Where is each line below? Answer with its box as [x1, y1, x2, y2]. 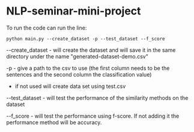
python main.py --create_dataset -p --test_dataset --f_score [6, 36, 165, 42]
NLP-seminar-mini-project [6, 4, 141, 18]
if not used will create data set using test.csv [14, 83, 126, 90]
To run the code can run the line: [6, 24, 87, 31]
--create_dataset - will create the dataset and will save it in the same [6, 46, 176, 54]
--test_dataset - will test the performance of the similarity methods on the [6, 94, 189, 101]
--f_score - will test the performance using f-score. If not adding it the [6, 112, 180, 119]
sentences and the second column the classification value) [6, 71, 152, 78]
